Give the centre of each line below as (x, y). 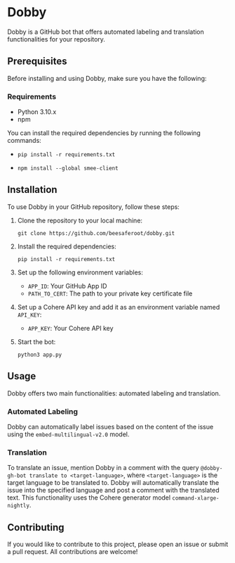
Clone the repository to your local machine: (80, 220)
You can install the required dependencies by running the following (104, 133)
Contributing (36, 527)
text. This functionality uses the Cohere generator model (89, 498)
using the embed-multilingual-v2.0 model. (68, 434)
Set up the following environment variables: (80, 272)
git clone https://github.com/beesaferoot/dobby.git (96, 233)
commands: (25, 141)
